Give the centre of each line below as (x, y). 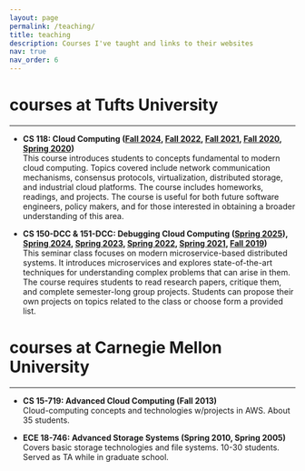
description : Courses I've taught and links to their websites (132, 43)
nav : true (28, 52)
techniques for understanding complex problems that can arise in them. (156, 272)
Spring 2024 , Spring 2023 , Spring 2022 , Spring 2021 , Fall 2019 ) (145, 243)
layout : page (34, 18)
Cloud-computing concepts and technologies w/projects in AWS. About (156, 410)
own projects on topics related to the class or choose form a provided (153, 301)
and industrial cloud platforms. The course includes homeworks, (143, 186)
